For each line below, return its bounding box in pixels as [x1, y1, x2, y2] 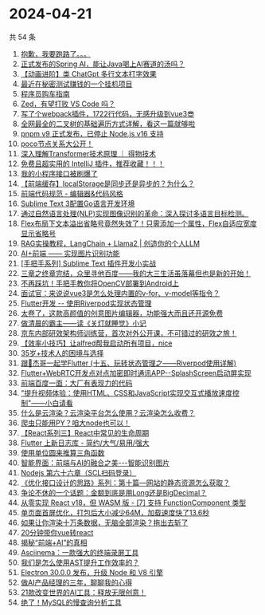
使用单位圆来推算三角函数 [20, 447, 105, 457]
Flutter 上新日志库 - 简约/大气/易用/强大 [20, 438, 150, 447]
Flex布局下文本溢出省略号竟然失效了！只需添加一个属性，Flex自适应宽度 [20, 219, 258, 228]
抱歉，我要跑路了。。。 [20, 49, 91, 58]
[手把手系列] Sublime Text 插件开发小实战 [20, 258, 157, 268]
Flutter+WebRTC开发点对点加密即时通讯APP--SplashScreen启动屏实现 [20, 368, 251, 377]
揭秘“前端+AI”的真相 [20, 538, 88, 547]
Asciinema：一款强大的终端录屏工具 [20, 547, 139, 557]
